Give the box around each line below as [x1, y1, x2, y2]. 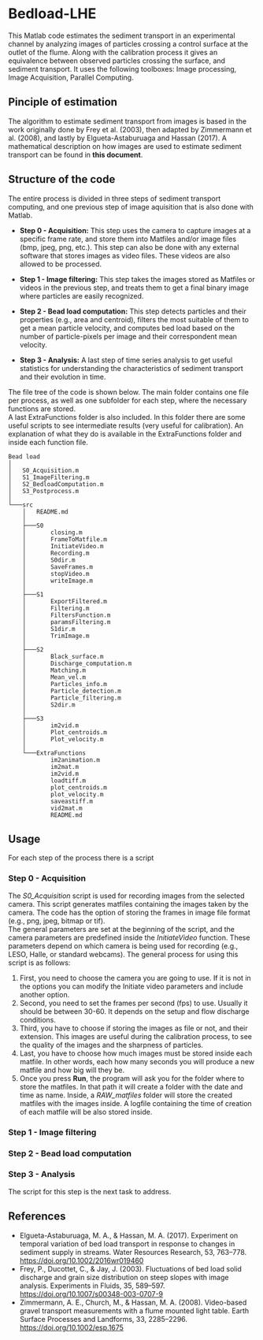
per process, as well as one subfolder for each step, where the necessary [8, 395, 247, 405]
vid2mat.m [50, 804, 83, 812]
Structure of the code [8, 173, 116, 186]
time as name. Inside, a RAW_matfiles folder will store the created [19, 1090, 232, 1100]
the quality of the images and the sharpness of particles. [19, 1040, 203, 1049]
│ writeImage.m [22, 577, 93, 585]
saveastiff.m [50, 797, 93, 805]
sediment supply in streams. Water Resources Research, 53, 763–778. [19, 1247, 247, 1256]
